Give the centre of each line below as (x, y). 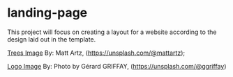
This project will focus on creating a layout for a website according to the (112, 32)
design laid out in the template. (52, 39)
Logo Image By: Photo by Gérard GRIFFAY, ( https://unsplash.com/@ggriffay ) (117, 66)
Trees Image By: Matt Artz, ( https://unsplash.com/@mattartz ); (96, 53)
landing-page (47, 13)
